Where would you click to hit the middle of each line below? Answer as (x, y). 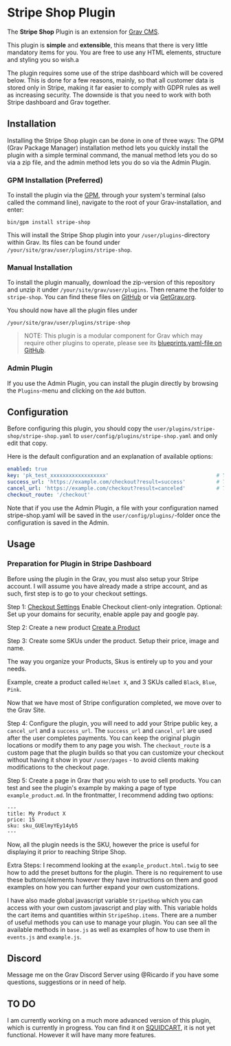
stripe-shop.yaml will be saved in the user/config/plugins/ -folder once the (114, 515)
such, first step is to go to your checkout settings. (77, 593)
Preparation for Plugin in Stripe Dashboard (79, 564)
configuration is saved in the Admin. (58, 522)
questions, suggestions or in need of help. (67, 982)
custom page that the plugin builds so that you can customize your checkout (115, 752)
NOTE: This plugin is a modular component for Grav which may (113, 336)
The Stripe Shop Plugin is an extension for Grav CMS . (84, 32)
